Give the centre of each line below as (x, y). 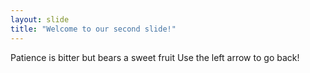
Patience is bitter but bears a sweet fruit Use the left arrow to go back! (155, 57)
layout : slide (40, 19)
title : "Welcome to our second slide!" (93, 29)
